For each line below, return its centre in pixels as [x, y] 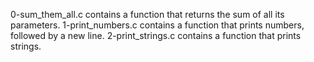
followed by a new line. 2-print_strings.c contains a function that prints [156, 35]
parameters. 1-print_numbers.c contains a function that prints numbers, [157, 25]
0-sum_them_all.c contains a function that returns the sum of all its [147, 14]
